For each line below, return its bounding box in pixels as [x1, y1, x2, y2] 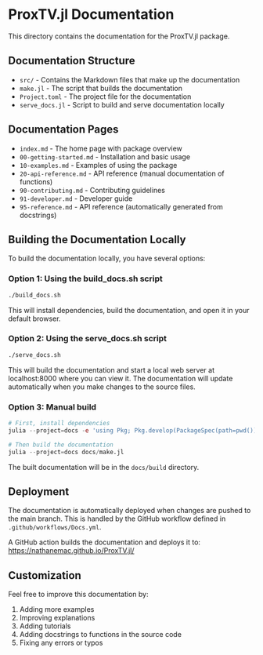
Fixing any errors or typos [19, 638, 103, 648]
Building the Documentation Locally [8, 233, 186, 246]
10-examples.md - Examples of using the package [19, 160, 178, 169]
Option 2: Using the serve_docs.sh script [8, 333, 167, 344]
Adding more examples [19, 605, 95, 614]
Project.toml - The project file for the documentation [19, 92, 192, 101]
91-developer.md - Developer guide [19, 194, 133, 203]
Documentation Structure [8, 54, 135, 67]
